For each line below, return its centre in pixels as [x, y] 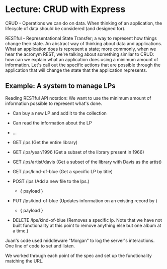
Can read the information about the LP [52, 123]
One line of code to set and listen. [40, 246]
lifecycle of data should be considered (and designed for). [65, 28]
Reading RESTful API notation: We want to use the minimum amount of [78, 98]
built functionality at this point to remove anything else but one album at [87, 225]
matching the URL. [24, 261]
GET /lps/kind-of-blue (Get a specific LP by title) [63, 171]
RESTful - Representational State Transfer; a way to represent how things [81, 38]
